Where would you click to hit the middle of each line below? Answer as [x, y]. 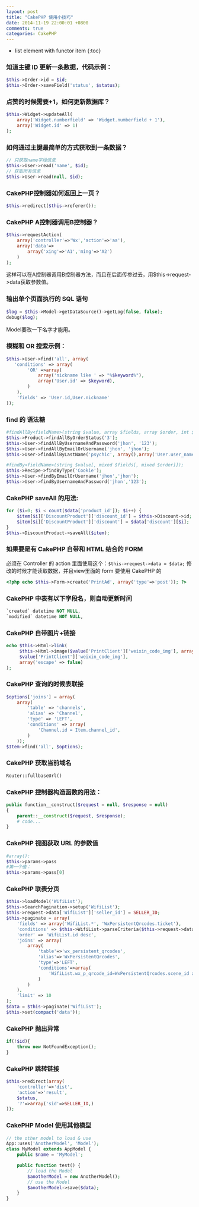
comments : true [25, 28]
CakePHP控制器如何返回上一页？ [53, 193]
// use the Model [49, 1182]
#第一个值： [19, 867]
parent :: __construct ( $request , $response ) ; [71, 816]
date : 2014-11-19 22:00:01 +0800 [47, 23]
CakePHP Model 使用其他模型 [49, 1126]
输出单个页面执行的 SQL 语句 [47, 299]
